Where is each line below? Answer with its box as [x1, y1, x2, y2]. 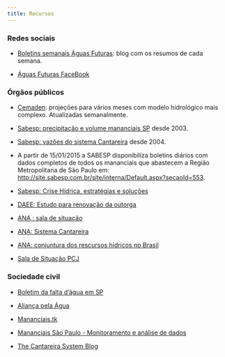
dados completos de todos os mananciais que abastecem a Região [17, 158, 210, 167]
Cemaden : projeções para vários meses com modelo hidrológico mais [17, 103, 219, 112]
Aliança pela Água [17, 301, 70, 310]
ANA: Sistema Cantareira [17, 227, 89, 236]
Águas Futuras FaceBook [17, 70, 90, 78]
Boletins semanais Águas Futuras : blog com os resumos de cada [17, 49, 203, 57]
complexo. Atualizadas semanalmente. [17, 111, 128, 119]
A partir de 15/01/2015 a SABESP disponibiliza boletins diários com [17, 151, 208, 160]
